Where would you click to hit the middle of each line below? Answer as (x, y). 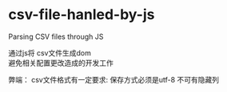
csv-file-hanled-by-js (82, 15)
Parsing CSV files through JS (56, 36)
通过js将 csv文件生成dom (50, 52)
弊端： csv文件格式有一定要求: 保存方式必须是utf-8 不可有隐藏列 (114, 79)
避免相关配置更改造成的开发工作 (61, 63)
